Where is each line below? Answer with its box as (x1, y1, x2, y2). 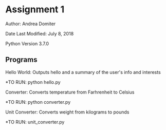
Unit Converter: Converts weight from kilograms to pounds (5, 109, 130, 115)
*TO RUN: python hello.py (5, 79, 61, 85)
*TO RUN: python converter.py (5, 99, 71, 105)
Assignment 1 (5, 4, 65, 15)
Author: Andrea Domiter (5, 21, 56, 27)
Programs (5, 55, 38, 64)
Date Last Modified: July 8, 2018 (5, 30, 74, 36)
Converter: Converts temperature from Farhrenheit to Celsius (5, 89, 135, 95)
